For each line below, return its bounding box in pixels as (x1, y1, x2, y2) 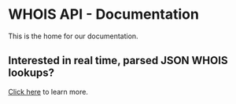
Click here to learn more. (8, 87, 89, 96)
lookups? (8, 66, 55, 80)
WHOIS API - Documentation (8, 5, 199, 23)
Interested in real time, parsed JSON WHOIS (8, 54, 228, 67)
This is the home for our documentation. (8, 31, 139, 41)
